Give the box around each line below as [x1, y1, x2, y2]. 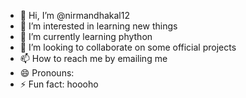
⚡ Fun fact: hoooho [19, 78, 99, 90]
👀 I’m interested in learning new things [19, 20, 178, 32]
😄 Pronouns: [19, 67, 75, 79]
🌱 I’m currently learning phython [19, 31, 153, 42]
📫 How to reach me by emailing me [19, 53, 168, 64]
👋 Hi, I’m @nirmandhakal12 [19, 10, 130, 21]
